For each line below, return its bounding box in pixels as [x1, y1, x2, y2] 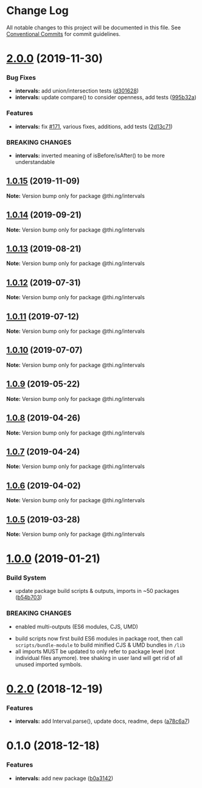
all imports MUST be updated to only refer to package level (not [15, 647, 175, 655]
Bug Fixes [6, 74, 37, 82]
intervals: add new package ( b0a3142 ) [15, 775, 114, 782]
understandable [15, 158, 55, 166]
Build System [6, 573, 47, 582]
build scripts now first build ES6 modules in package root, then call [15, 634, 183, 642]
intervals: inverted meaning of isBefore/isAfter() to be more [15, 152, 165, 159]
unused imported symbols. [15, 661, 83, 668]
